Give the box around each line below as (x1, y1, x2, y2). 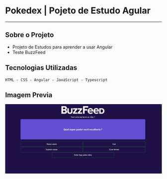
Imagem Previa (5, 91, 53, 99)
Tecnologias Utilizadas (5, 63, 78, 72)
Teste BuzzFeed (12, 49, 46, 55)
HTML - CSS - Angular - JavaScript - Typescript (5, 77, 108, 82)
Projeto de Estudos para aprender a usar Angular (12, 44, 113, 50)
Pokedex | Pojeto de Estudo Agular (5, 5, 151, 16)
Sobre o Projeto (5, 31, 54, 39)
